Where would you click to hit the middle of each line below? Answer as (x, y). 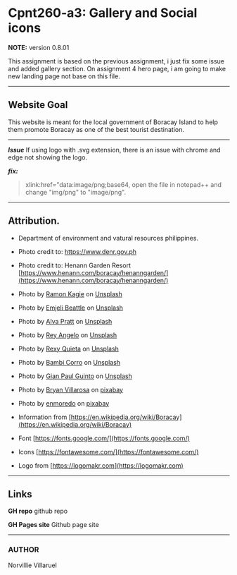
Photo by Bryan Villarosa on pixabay (71, 389)
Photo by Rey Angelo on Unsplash (68, 335)
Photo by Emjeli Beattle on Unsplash (71, 308)
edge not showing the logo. (47, 157)
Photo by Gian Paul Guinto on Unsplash (75, 376)
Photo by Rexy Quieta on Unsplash (68, 349)
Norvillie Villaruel (32, 565)
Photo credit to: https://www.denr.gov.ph (77, 251)
